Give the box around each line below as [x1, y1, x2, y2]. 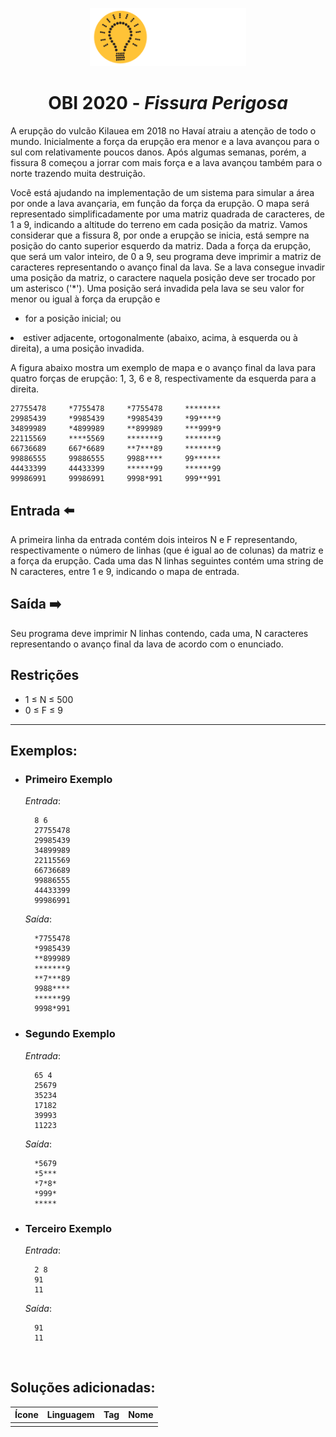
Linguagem [46, 1409, 95, 1421]
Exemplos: [10, 743, 78, 760]
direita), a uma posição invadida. [10, 343, 145, 355]
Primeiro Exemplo [24, 772, 113, 786]
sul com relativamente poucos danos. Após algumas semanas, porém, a [10, 146, 307, 158]
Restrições [10, 667, 80, 684]
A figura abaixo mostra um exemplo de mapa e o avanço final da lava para [10, 362, 317, 374]
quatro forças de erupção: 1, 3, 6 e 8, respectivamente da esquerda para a [10, 373, 317, 385]
